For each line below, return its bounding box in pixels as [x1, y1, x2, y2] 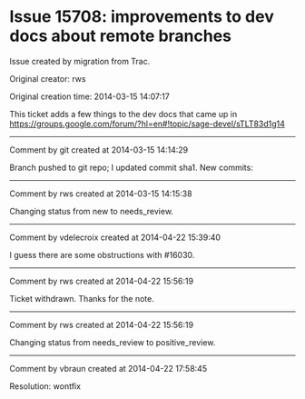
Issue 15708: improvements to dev [9, 6, 274, 27]
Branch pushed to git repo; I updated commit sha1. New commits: [9, 162, 254, 173]
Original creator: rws [9, 73, 86, 84]
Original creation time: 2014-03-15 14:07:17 [9, 91, 170, 102]
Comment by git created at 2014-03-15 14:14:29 [9, 144, 189, 155]
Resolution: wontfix [9, 380, 82, 392]
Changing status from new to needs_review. [9, 205, 174, 216]
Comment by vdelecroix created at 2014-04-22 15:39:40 [9, 232, 221, 243]
